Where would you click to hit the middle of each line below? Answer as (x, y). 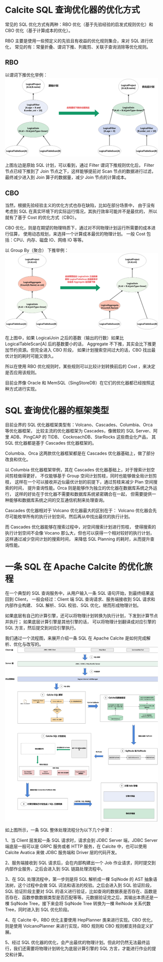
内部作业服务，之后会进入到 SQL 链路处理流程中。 (55, 869)
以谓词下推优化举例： (26, 75)
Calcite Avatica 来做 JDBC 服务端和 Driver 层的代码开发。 (62, 852)
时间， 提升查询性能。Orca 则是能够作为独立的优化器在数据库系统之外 (83, 488)
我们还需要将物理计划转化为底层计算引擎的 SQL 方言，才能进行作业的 (82, 948)
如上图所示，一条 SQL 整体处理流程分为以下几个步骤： (59, 830)
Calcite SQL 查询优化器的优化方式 (73, 10)
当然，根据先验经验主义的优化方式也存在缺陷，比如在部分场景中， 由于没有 (80, 205)
